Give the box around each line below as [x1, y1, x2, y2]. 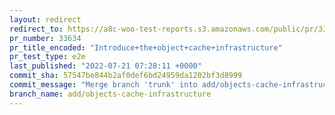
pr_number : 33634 [9, 33, 82, 43]
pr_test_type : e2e [9, 52, 86, 62]
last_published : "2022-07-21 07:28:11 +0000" [9, 61, 202, 71]
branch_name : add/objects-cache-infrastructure [9, 89, 212, 99]
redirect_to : [9, 24, 64, 34]
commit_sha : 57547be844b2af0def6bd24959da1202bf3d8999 [9, 71, 243, 81]
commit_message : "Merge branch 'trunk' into [9, 80, 198, 90]
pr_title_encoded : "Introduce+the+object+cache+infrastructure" [9, 42, 283, 53]
